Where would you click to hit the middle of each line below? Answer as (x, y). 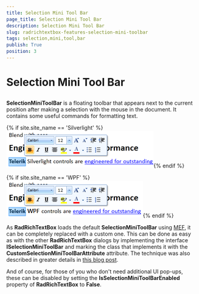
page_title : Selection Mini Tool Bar (54, 19)
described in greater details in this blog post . (62, 260)
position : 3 (21, 52)
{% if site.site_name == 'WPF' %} (48, 178)
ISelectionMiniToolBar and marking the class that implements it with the (97, 247)
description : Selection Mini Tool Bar (55, 26)
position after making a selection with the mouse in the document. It (91, 110)
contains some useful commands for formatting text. (72, 116)
